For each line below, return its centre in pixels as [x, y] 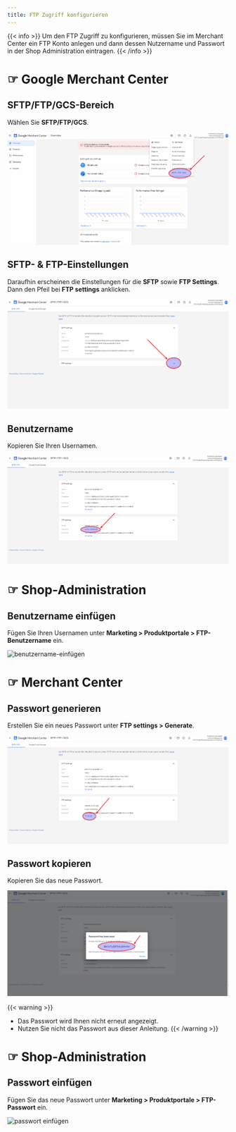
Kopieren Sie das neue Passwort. [55, 880]
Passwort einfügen [50, 1083]
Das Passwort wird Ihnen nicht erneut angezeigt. [88, 1021]
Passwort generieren [54, 708]
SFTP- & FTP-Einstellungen [68, 265]
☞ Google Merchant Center [88, 79]
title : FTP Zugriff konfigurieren [58, 15]
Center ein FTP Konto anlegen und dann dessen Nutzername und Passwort [116, 43]
